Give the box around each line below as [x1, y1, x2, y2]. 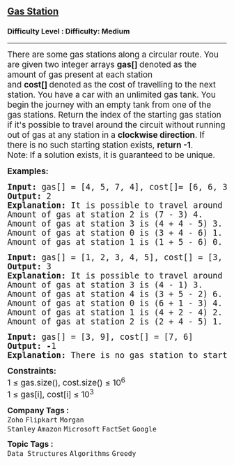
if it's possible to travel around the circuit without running [7, 119, 226, 130]
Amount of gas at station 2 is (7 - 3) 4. [7, 209, 203, 220]
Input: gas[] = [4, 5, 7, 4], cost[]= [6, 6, [7, 182, 218, 192]
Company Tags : [7, 406, 70, 415]
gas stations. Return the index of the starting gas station [7, 109, 221, 120]
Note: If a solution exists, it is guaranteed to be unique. [7, 150, 216, 160]
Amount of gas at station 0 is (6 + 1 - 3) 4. [7, 298, 223, 308]
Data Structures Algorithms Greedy [7, 450, 136, 459]
